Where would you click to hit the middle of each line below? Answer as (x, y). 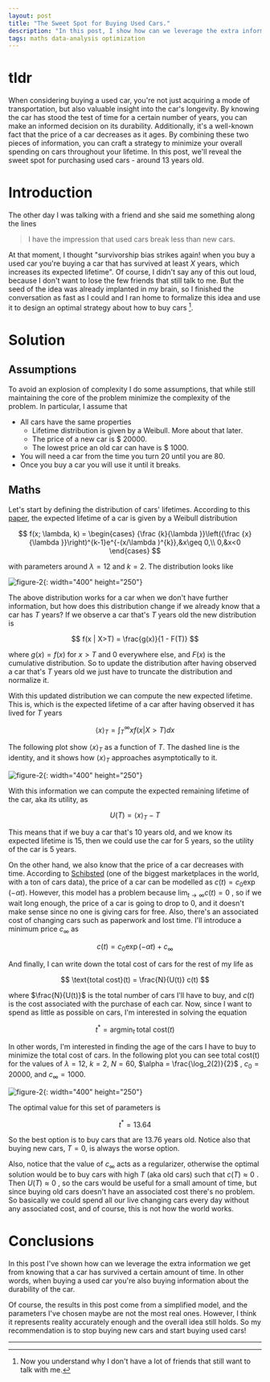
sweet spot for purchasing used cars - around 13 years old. (106, 160)
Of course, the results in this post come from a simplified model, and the (128, 1305)
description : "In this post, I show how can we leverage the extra (124, 31)
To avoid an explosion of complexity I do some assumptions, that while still (132, 389)
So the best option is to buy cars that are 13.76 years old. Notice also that (129, 1140)
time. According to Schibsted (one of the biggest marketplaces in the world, (134, 874)
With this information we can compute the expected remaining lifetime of (129, 791)
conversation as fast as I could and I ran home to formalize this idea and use (135, 298)
